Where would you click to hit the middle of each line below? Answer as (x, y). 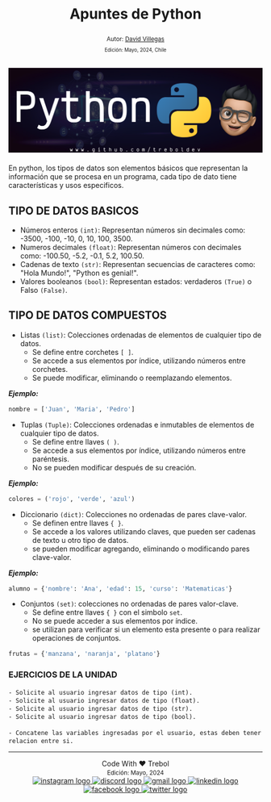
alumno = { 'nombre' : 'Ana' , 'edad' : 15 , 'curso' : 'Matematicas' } (120, 589)
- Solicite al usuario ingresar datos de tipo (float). (104, 700)
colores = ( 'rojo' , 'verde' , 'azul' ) (72, 499)
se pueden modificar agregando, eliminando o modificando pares (141, 549)
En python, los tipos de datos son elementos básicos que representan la (128, 168)
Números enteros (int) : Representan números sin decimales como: (133, 230)
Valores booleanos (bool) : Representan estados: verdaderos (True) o (136, 281)
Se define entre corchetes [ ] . (83, 352)
